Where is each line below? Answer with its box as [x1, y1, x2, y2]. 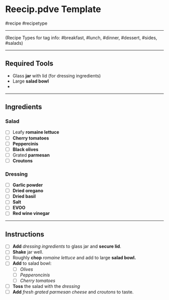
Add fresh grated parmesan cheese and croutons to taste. [12, 288, 134, 295]
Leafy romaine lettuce [12, 129, 59, 135]
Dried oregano [12, 188, 44, 194]
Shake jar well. [12, 249, 44, 255]
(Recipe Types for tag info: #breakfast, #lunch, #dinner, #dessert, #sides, [5, 34, 157, 41]
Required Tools [5, 59, 54, 68]
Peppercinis [12, 140, 39, 146]
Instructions [5, 230, 44, 239]
